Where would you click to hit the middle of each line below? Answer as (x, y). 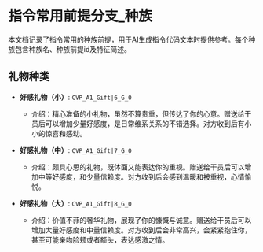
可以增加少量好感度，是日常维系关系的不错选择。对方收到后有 (145, 124)
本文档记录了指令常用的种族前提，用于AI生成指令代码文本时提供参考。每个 (128, 39)
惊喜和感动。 (66, 133)
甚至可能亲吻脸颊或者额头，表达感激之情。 (100, 239)
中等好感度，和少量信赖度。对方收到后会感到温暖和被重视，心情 (141, 176)
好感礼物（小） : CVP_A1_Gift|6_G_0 (75, 97)
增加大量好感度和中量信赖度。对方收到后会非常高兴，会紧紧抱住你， (141, 230)
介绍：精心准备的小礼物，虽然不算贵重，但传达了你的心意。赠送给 (138, 113)
